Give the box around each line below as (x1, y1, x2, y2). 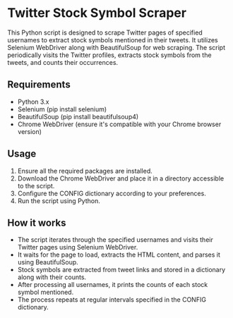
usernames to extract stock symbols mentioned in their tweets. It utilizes (7, 35, 218, 44)
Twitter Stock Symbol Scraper (7, 5, 187, 21)
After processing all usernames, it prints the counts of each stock (17, 281, 208, 289)
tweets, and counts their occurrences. (7, 58, 119, 66)
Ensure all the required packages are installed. (17, 166, 153, 175)
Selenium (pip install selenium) (17, 104, 107, 114)
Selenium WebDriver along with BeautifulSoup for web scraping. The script (7, 43, 226, 51)
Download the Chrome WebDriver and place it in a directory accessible (17, 174, 225, 183)
